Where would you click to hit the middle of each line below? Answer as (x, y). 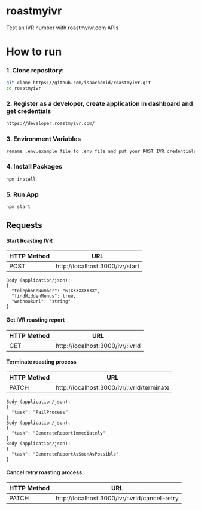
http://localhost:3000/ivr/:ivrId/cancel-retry (118, 499)
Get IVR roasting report (36, 320)
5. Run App (22, 194)
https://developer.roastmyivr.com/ (51, 124)
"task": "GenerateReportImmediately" (59, 433)
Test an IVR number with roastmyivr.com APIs (63, 28)
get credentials (29, 111)
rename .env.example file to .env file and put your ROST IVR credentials (101, 151)
